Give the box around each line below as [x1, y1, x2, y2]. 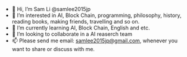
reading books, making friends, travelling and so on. [11, 18, 140, 25]
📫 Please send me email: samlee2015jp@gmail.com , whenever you [11, 37, 178, 44]
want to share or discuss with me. [11, 46, 95, 52]
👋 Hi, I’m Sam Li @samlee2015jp [11, 6, 91, 12]
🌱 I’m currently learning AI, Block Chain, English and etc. [11, 24, 150, 31]
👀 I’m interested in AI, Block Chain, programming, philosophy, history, [11, 12, 182, 19]
